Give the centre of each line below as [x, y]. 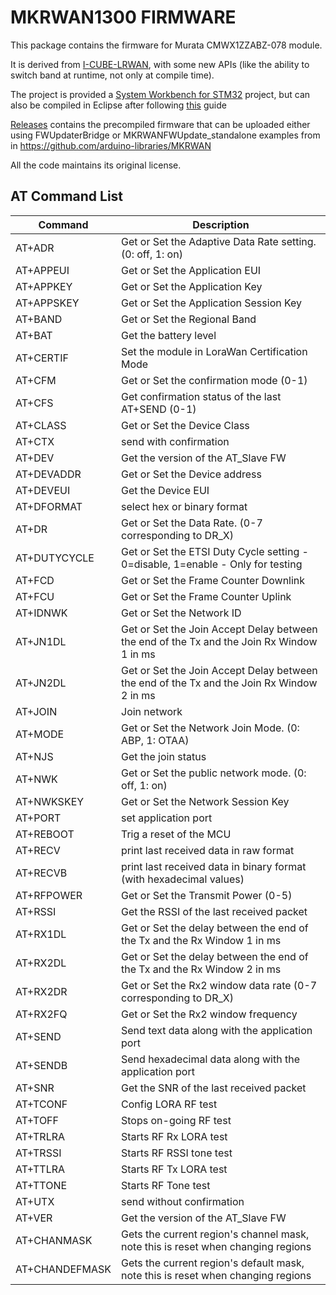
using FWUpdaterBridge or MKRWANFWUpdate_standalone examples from [165, 135]
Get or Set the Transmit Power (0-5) [207, 895]
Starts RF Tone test [166, 1185]
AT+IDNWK [41, 613]
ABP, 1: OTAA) [155, 740]
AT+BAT [34, 335]
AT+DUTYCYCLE [55, 558]
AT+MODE [40, 734]
